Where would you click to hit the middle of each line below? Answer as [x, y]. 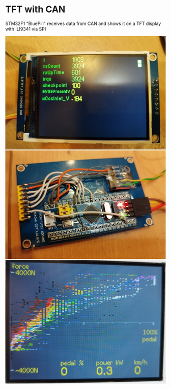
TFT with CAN [35, 9]
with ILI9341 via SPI [26, 29]
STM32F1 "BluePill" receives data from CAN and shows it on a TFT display [83, 23]
